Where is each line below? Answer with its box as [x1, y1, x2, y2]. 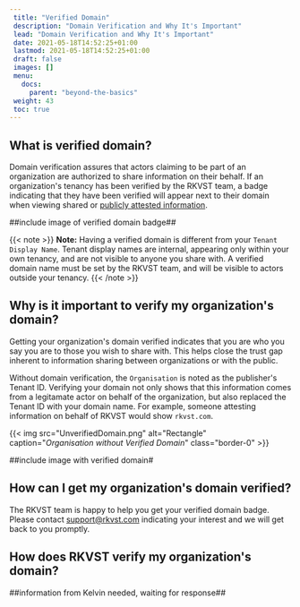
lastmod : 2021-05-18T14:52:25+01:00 [13, 47, 150, 56]
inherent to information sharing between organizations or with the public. [9, 355, 279, 365]
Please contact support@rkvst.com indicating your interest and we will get [9, 514, 285, 525]
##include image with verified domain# [9, 454, 154, 466]
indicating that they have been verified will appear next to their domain [9, 190, 270, 201]
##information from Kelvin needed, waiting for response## [9, 587, 227, 598]
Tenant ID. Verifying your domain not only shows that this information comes [9, 381, 292, 392]
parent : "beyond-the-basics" [29, 88, 139, 97]
